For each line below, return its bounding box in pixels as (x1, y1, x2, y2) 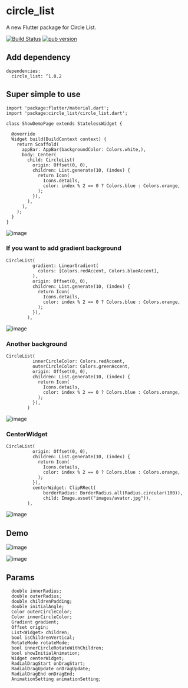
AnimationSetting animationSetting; (11, 676, 101, 682)
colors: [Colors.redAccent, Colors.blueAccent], (37, 268, 160, 274)
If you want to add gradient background (6, 244, 122, 252)
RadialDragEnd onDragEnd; (11, 671, 75, 677)
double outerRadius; (11, 593, 62, 599)
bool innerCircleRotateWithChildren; (11, 645, 104, 651)
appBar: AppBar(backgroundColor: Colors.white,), (21, 146, 146, 152)
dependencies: (6, 68, 41, 74)
